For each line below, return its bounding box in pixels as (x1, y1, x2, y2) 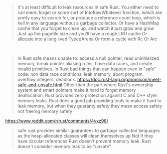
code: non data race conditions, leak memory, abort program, (17, 71, 144, 77)
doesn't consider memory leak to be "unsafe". (17, 144, 112, 149)
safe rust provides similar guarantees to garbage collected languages (17, 128, 161, 134)
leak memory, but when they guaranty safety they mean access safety (17, 103, 163, 109)
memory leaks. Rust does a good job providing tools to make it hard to (17, 98, 162, 104)
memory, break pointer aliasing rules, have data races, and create (17, 61, 153, 66)
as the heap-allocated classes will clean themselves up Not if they (17, 133, 154, 139)
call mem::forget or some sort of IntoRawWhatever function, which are (17, 9, 162, 15)
